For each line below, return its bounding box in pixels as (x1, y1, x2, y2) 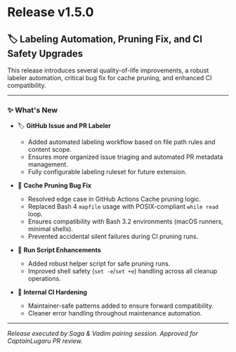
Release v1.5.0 (7, 4, 94, 20)
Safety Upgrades (7, 47, 83, 60)
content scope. (27, 145, 72, 154)
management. (27, 160, 68, 169)
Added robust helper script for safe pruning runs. (27, 259, 171, 268)
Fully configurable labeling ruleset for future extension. (27, 168, 188, 176)
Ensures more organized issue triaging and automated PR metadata (27, 152, 223, 162)
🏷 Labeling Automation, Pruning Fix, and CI (7, 33, 202, 45)
